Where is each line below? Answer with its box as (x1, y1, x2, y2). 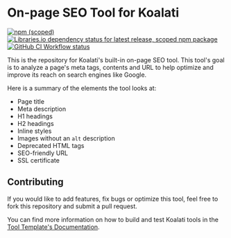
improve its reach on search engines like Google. (7, 71, 147, 79)
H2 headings (17, 119, 54, 127)
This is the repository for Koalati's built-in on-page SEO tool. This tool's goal (7, 55, 225, 64)
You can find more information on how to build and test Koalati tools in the (7, 215, 219, 223)
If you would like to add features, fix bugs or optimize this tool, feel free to (7, 194, 219, 203)
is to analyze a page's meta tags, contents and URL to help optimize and (7, 63, 214, 71)
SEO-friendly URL (17, 149, 68, 157)
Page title (17, 97, 45, 105)
